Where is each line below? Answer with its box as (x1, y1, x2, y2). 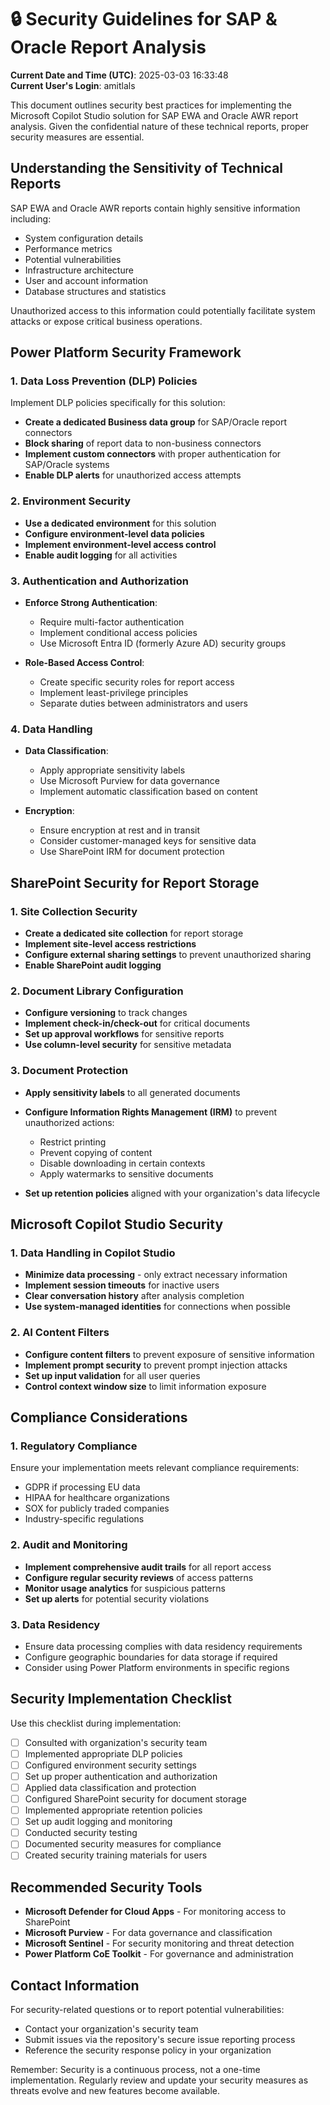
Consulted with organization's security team (24, 1736, 208, 1748)
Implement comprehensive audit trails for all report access (24, 1561, 272, 1573)
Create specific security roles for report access (39, 676, 235, 688)
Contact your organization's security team (24, 2023, 199, 2035)
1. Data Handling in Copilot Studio (10, 1246, 176, 1260)
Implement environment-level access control (24, 538, 217, 550)
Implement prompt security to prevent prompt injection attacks (24, 1359, 288, 1371)
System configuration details (24, 232, 144, 244)
